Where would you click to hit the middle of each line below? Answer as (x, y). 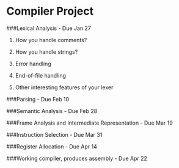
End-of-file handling (40, 75)
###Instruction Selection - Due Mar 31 (54, 134)
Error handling (33, 64)
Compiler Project (50, 11)
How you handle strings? (46, 52)
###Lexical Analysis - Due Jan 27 (49, 28)
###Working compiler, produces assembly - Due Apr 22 (77, 158)
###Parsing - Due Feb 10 (38, 99)
